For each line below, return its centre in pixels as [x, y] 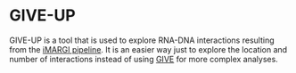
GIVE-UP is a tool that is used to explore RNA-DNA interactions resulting [142, 40]
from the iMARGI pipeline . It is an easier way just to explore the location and [148, 49]
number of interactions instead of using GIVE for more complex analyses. [144, 59]
